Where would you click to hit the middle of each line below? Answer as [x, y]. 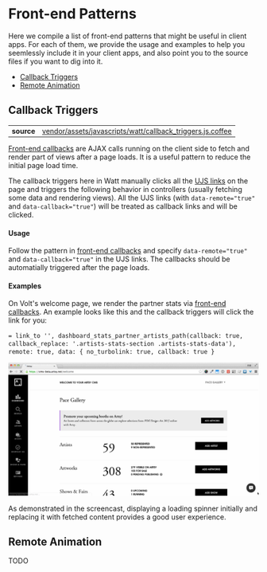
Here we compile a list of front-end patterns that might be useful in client [128, 36]
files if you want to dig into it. [56, 61]
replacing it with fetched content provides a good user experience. [117, 517]
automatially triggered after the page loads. [79, 268]
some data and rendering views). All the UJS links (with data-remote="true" [132, 198]
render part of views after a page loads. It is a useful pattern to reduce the [130, 157]
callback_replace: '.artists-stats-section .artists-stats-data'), [122, 344]
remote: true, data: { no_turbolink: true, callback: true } [112, 352]
